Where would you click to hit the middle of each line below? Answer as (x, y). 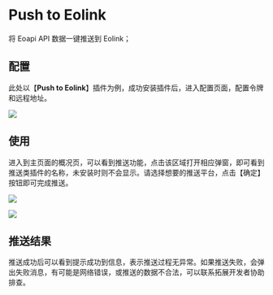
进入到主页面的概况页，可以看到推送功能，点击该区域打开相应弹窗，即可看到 (136, 162)
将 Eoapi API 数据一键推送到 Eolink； (70, 38)
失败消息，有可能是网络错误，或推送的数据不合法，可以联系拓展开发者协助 (140, 272)
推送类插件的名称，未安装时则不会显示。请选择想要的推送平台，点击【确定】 (136, 172)
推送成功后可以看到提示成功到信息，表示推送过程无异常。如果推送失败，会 (133, 262)
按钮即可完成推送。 (41, 182)
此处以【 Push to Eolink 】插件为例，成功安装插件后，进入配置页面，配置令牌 (136, 88)
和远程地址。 (30, 98)
